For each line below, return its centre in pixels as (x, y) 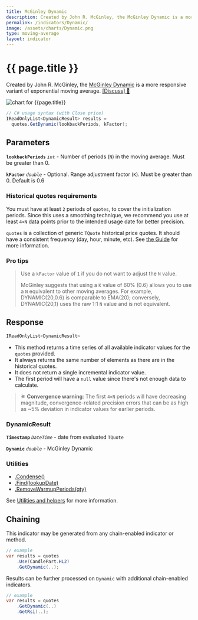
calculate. (27, 385)
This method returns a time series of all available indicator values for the (102, 347)
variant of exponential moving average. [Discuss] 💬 (68, 91)
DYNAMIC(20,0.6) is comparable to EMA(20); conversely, (90, 297)
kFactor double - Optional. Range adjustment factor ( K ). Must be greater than (99, 174)
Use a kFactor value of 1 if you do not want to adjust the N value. (98, 273)
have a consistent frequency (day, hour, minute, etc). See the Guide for (92, 239)
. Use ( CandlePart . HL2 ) (43, 562)
